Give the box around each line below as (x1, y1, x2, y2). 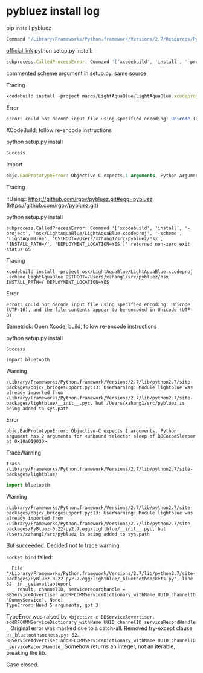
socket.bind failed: (6, 554, 53, 561)
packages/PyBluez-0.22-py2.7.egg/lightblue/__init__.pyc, (6, 526, 155, 532)
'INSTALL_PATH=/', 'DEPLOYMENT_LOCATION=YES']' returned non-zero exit (6, 241, 190, 248)
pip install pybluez (6, 24, 51, 31)
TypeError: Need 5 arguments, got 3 (6, 602, 98, 609)
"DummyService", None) (6, 597, 63, 603)
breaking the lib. (6, 649, 47, 657)
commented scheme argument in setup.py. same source (6, 70, 147, 77)
